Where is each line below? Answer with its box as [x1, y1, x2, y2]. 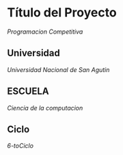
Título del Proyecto [7, 5, 118, 21]
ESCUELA [7, 86, 49, 97]
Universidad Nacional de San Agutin [7, 65, 110, 73]
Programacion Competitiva [7, 27, 83, 36]
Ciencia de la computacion [7, 104, 83, 112]
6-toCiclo [7, 142, 34, 150]
